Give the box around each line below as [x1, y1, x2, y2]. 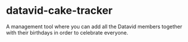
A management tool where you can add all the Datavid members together [6, 23, 183, 30]
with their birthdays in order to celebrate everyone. [6, 29, 128, 36]
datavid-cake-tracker [6, 4, 113, 17]
